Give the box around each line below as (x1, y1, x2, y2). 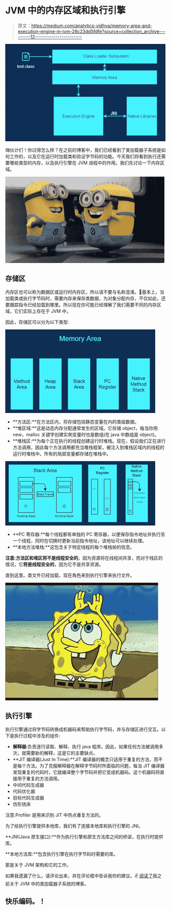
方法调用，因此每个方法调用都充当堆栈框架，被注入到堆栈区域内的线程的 (12, 444, 164, 450)
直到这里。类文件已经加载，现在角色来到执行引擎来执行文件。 (5, 572, 135, 578)
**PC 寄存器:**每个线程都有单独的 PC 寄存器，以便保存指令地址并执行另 (12, 531, 165, 537)
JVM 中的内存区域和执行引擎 (5, 5, 126, 16)
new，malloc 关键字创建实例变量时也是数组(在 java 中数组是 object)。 (12, 431, 159, 437)
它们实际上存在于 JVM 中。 (14, 308, 71, 314)
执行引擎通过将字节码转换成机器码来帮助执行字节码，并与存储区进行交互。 (5, 726, 161, 732)
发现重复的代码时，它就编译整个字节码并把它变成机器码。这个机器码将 (12, 769, 160, 775)
